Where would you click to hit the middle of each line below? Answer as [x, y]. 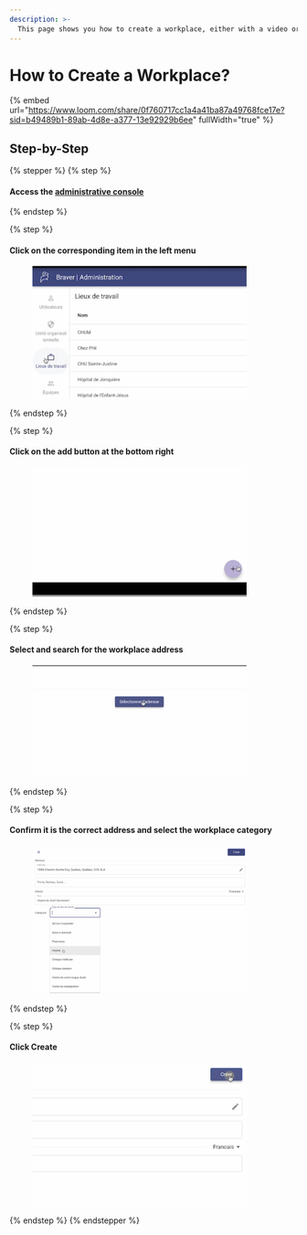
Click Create [33, 1047]
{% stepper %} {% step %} [60, 171]
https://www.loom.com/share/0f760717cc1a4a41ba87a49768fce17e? [156, 111]
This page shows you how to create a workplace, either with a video [153, 29]
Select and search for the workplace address [96, 649]
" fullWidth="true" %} [233, 120]
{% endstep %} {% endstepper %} [74, 1220]
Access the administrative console [77, 191]
